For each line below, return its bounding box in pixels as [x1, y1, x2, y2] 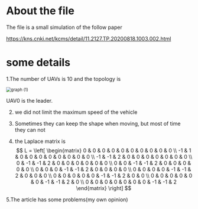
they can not [14, 126, 46, 133]
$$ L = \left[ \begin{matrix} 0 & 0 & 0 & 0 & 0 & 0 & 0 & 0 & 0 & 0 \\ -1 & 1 [16, 146, 191, 154]
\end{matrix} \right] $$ [76, 184, 132, 191]
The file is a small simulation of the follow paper [6, 24, 122, 31]
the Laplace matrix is [14, 138, 66, 145]
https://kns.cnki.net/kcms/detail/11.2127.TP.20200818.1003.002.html [6, 35, 171, 42]
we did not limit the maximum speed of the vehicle [14, 108, 138, 116]
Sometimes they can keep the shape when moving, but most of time [14, 120, 181, 127]
